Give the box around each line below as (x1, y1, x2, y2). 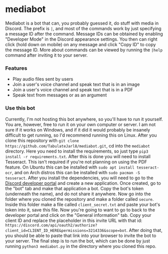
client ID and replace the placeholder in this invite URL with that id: (5, 217, 142, 223)
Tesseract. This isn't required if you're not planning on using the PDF (5, 159, 147, 165)
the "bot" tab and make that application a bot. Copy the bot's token (5, 185, 144, 191)
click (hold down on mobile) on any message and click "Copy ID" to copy (5, 41, 156, 47)
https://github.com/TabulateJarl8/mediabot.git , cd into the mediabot (5, 143, 150, 149)
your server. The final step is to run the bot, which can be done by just (5, 237, 150, 244)
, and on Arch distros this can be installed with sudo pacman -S (12, 169, 140, 175)
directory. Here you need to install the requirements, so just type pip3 (5, 148, 149, 154)
